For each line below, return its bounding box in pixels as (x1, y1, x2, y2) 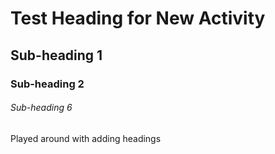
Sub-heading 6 (10, 102, 73, 114)
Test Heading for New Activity (10, 7, 266, 30)
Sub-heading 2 (10, 77, 85, 91)
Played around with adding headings (10, 132, 162, 144)
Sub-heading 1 (10, 47, 103, 64)
